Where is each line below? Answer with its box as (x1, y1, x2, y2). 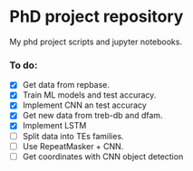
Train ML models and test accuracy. (22, 90, 157, 100)
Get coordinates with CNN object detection (22, 151, 184, 162)
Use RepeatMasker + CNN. (22, 140, 124, 151)
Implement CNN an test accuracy (22, 100, 147, 110)
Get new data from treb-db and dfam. (22, 110, 163, 121)
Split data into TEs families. (22, 130, 124, 141)
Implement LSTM (22, 120, 87, 131)
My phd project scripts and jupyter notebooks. (9, 36, 183, 47)
